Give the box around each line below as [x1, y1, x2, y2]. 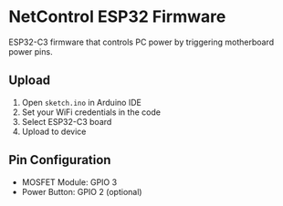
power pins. [8, 46, 53, 57]
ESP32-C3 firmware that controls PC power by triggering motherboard [8, 36, 275, 47]
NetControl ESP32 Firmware [8, 6, 226, 27]
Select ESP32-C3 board [21, 116, 112, 127]
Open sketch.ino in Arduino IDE [21, 97, 142, 108]
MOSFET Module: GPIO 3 [21, 176, 118, 188]
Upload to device [21, 126, 87, 137]
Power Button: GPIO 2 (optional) [21, 186, 142, 197]
